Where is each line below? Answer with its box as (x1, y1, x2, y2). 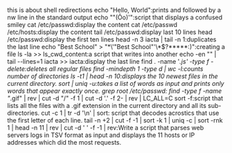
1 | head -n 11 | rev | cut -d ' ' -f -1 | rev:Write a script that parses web (7, 124, 204, 132)
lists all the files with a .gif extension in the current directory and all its (7, 102, 206, 109)
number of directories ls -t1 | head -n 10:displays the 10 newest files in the (7, 72, 218, 80)
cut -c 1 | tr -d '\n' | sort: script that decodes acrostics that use (41, 109, 220, 117)
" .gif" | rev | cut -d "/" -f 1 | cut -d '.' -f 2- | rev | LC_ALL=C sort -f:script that (7, 94, 224, 102)
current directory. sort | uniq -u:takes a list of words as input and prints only (7, 80, 224, 87)
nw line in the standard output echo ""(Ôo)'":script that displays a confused (7, 13, 223, 21)
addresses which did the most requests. (7, 138, 122, 146)
